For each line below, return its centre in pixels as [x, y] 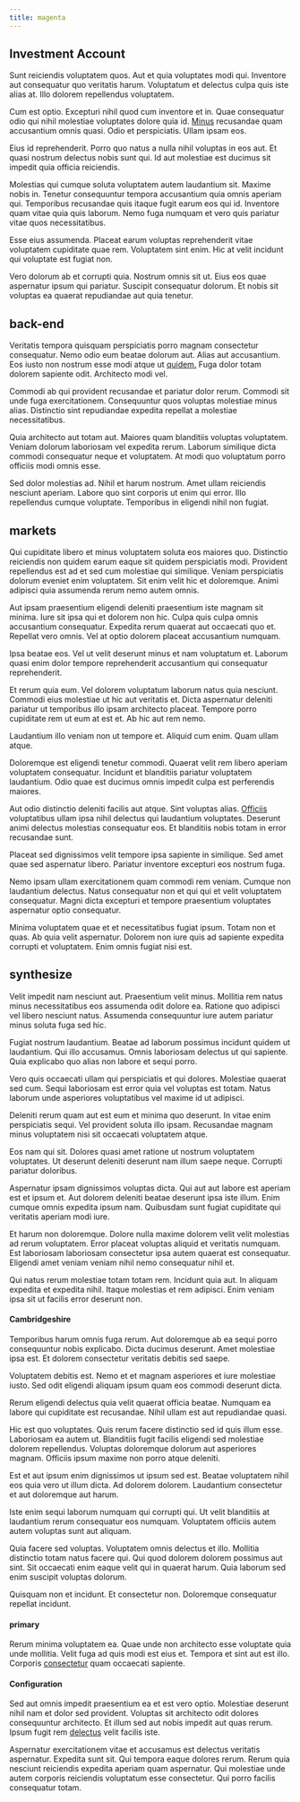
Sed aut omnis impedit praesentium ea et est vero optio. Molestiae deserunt [149, 1703]
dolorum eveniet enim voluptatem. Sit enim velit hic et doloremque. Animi [144, 581]
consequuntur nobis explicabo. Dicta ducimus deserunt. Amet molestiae [142, 1349]
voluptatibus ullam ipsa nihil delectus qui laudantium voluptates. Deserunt [145, 819]
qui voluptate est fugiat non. [61, 259]
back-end [37, 324]
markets [33, 530]
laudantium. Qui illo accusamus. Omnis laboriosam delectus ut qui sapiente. [149, 1052]
